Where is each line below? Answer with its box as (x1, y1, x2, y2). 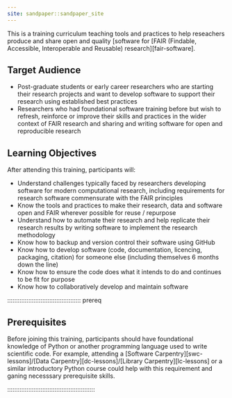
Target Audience (7, 64, 81, 77)
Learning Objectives (7, 147, 97, 159)
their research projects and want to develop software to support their (17, 90, 215, 98)
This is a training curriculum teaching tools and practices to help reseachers (7, 29, 225, 38)
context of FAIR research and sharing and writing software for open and (17, 120, 223, 128)
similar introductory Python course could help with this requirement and (7, 365, 213, 373)
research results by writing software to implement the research (17, 223, 198, 232)
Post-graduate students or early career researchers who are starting (17, 83, 214, 91)
